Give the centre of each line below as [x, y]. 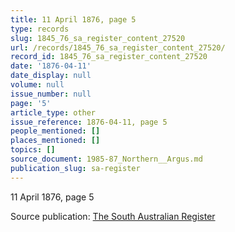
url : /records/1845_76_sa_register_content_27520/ [118, 47]
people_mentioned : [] [55, 131]
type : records [40, 29]
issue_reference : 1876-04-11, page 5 [89, 122]
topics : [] [33, 150]
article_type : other [53, 112]
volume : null [37, 85]
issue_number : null [51, 94]
